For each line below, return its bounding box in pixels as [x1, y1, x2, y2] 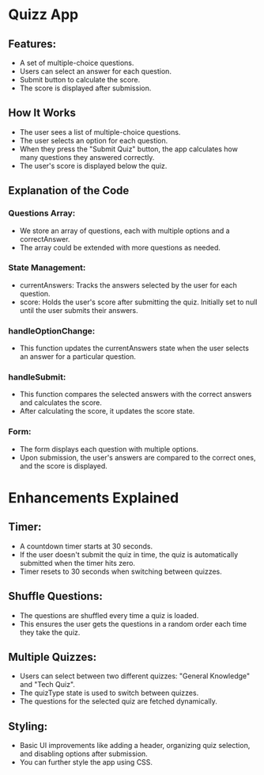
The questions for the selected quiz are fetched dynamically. [19, 697, 217, 706]
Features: [8, 37, 57, 51]
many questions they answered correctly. [19, 152, 155, 162]
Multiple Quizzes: [8, 650, 97, 663]
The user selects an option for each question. [19, 136, 168, 145]
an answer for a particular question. [19, 352, 136, 361]
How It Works [8, 106, 77, 120]
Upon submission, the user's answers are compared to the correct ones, [19, 452, 256, 462]
